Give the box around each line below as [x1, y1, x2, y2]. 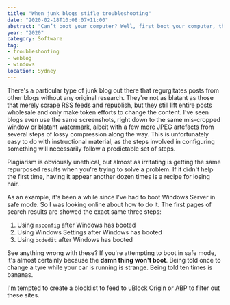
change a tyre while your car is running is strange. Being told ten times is [7, 263, 213, 271]
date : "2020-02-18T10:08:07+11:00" [7, 16, 109, 23]
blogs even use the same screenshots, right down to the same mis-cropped [7, 115, 221, 123]
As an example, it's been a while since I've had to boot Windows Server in [7, 193, 216, 201]
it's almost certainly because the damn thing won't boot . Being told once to [7, 256, 221, 264]
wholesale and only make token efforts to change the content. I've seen [7, 108, 209, 117]
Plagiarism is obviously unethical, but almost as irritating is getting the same [7, 158, 221, 166]
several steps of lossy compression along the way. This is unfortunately [7, 130, 209, 138]
